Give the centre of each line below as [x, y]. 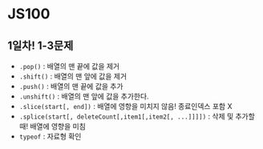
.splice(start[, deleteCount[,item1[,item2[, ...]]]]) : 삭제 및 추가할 [137, 116]
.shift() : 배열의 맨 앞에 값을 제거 [73, 76]
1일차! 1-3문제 [40, 45]
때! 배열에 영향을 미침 [52, 126]
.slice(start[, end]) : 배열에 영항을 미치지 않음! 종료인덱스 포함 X [125, 106]
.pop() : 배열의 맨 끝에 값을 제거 [69, 66]
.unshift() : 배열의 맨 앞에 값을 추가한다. [84, 96]
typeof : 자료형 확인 [50, 136]
